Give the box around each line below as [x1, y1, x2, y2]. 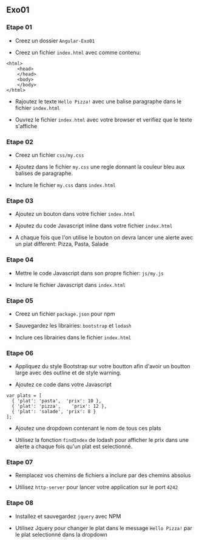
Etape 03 [6, 196, 34, 205]
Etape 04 [6, 255, 34, 264]
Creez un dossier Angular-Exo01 [15, 36, 95, 44]
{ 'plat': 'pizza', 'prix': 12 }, [12, 404, 107, 410]
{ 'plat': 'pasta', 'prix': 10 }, [12, 398, 102, 404]
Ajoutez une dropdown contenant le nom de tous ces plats [15, 425, 162, 432]
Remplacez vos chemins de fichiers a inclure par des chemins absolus [15, 472, 191, 479]
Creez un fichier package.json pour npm [15, 310, 115, 317]
